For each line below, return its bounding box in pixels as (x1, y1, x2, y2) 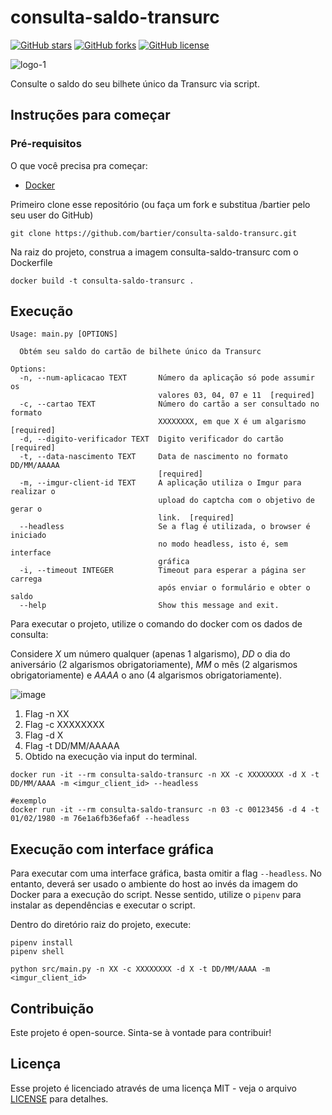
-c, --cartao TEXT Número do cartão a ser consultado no (19, 399, 320, 410)
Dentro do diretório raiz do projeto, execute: (10, 919, 192, 931)
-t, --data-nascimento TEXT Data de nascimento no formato (19, 452, 288, 462)
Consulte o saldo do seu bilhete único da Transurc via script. (10, 77, 260, 90)
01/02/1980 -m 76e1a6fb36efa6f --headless (10, 814, 190, 824)
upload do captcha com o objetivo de (158, 496, 315, 506)
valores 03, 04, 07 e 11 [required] (158, 391, 315, 401)
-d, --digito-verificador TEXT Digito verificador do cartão (19, 434, 284, 445)
